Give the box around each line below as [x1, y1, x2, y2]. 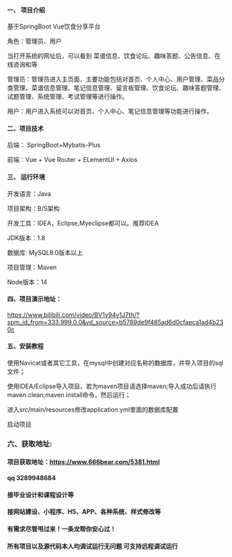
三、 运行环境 [7, 173, 46, 181]
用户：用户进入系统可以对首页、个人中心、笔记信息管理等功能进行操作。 [7, 107, 213, 116]
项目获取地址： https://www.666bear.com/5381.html [7, 457, 160, 466]
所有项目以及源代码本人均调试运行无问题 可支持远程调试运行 [7, 542, 178, 550]
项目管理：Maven [7, 263, 57, 271]
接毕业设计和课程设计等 [7, 491, 74, 499]
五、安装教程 [7, 342, 43, 350]
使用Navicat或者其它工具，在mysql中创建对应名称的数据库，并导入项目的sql [7, 359, 224, 367]
